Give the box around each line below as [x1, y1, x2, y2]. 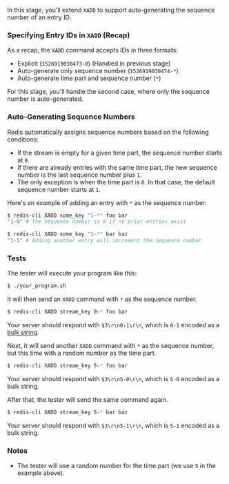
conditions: [7, 135, 39, 144]
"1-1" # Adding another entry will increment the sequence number [7, 238, 202, 244]
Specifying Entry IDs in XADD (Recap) [7, 30, 130, 40]
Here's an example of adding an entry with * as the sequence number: [7, 198, 207, 206]
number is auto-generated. [7, 95, 84, 103]
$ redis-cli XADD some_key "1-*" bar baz [7, 231, 128, 238]
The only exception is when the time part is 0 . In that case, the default [17, 177, 215, 186]
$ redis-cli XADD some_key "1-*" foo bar [7, 212, 128, 219]
